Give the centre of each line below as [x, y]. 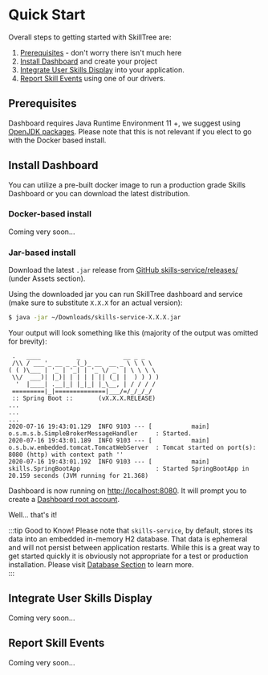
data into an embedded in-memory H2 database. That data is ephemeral [128, 539]
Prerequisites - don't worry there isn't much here [101, 52]
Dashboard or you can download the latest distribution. [99, 193]
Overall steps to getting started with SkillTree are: [90, 37]
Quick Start [47, 15]
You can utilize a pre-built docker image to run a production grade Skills [127, 185]
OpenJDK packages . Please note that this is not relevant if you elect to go [130, 131]
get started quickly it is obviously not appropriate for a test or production [128, 556]
